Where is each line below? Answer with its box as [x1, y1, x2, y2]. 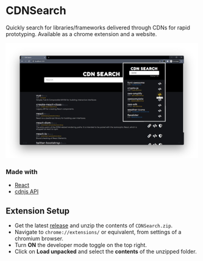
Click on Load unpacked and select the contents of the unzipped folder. [14, 248, 197, 255]
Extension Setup [5, 205, 69, 216]
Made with [5, 167, 38, 176]
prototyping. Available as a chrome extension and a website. [5, 30, 157, 37]
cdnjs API [14, 188, 39, 196]
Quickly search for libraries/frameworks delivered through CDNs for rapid [5, 24, 190, 31]
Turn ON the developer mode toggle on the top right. [14, 241, 148, 249]
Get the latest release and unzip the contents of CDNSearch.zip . [14, 222, 173, 229]
